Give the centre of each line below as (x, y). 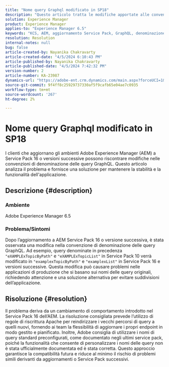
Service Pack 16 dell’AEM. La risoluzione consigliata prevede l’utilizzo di (79, 316)
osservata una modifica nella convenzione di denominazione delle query (80, 245)
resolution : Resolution (30, 38)
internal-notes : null (28, 43)
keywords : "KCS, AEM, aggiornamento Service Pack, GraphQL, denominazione (85, 33)
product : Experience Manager (36, 24)
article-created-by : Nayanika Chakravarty (50, 52)
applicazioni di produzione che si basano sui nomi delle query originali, (79, 272)
